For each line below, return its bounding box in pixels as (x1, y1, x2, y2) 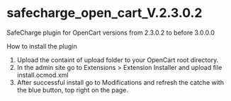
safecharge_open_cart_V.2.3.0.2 (6, 5, 203, 21)
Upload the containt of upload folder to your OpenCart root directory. (16, 55, 219, 64)
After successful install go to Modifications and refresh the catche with (16, 78, 225, 86)
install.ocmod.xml (16, 71, 69, 79)
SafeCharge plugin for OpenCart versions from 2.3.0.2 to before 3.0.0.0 (6, 28, 215, 37)
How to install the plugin (6, 42, 77, 50)
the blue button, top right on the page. (16, 85, 129, 94)
